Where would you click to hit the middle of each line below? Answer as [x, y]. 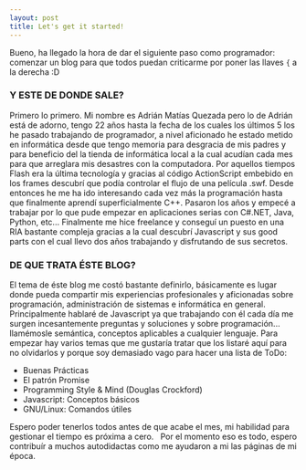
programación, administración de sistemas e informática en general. [138, 304]
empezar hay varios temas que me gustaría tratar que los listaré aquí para [148, 343]
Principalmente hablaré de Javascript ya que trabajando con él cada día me [152, 314]
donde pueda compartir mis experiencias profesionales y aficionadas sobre [152, 295]
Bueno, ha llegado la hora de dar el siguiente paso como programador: [142, 52]
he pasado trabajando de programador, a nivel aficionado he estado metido [152, 134]
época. [23, 456]
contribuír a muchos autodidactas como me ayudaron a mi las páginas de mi [153, 446]
